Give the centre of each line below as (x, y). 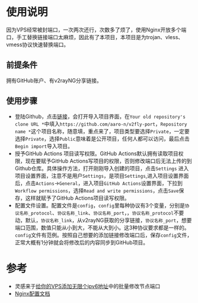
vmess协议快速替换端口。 (38, 44)
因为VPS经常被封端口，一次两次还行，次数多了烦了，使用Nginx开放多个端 (96, 30)
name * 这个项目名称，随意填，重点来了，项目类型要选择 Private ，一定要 (102, 131)
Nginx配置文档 (32, 294)
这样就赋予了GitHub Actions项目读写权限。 (78, 198)
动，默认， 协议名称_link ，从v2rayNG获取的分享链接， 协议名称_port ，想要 (103, 220)
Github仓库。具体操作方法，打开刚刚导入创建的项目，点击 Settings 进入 (102, 168)
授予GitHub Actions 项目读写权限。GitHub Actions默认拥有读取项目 (97, 153)
